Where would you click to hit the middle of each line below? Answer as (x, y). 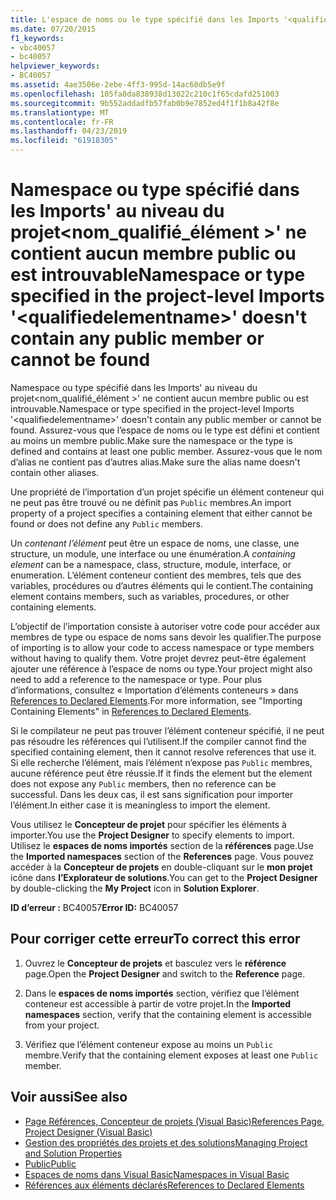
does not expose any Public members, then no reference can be (143, 783)
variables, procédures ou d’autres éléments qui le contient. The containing (162, 585)
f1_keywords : (37, 38)
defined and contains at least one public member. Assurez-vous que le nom (166, 451)
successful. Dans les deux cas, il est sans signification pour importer (152, 794)
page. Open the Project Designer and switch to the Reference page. (165, 973)
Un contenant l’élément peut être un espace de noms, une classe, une (155, 543)
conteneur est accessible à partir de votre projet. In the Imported (158, 1003)
